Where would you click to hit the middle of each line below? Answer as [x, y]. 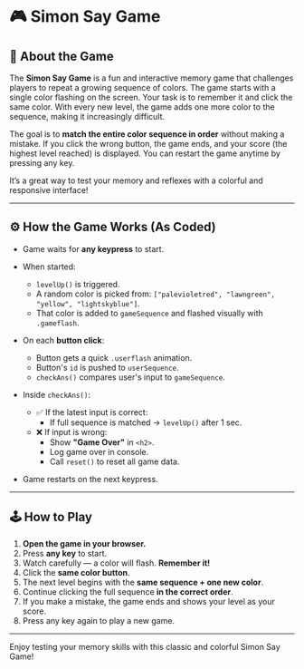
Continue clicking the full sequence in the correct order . [128, 591]
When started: [49, 267]
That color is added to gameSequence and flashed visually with [150, 313]
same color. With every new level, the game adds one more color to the [142, 107]
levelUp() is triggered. [78, 284]
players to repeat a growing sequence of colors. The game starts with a [142, 87]
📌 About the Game [62, 56]
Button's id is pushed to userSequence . [107, 367]
